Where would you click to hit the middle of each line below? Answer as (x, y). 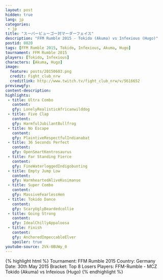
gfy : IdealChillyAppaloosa (41, 223)
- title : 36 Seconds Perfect (38, 143)
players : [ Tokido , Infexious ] (37, 57)
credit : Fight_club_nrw (35, 76)
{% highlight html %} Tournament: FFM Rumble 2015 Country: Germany (80, 261)
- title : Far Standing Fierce (39, 157)
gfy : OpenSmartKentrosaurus (42, 152)
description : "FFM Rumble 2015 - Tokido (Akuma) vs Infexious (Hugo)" (82, 39)
